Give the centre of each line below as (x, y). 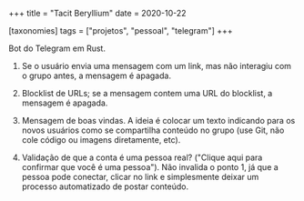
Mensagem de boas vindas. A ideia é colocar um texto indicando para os (158, 121)
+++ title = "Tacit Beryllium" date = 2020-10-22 (98, 13)
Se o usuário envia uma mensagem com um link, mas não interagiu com (157, 66)
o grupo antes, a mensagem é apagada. (96, 75)
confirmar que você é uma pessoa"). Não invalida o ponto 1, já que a (150, 167)
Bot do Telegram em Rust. (57, 48)
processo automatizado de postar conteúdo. (105, 186)
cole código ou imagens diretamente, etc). (101, 140)
